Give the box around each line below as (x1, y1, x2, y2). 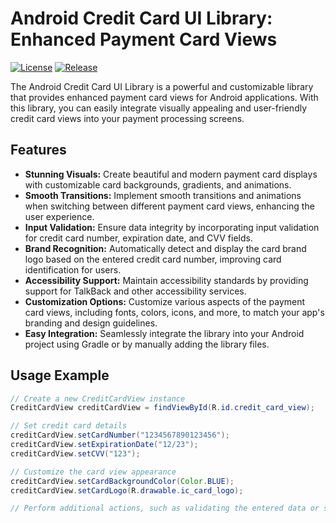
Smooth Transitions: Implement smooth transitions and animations (24, 189, 302, 201)
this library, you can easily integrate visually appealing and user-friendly (10, 102, 308, 114)
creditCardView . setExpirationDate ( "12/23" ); (10, 440, 199, 450)
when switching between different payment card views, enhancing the (24, 200, 315, 212)
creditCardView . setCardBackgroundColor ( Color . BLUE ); (10, 476, 235, 486)
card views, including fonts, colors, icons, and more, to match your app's (24, 306, 325, 318)
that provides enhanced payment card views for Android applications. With (10, 91, 319, 103)
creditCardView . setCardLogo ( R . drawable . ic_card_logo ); (10, 485, 244, 496)
